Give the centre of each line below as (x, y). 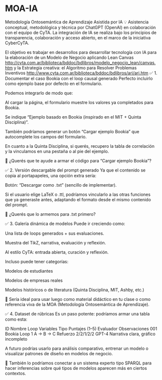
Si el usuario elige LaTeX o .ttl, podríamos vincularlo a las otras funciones (78, 194)
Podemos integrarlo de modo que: (39, 93)
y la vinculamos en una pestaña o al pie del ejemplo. (57, 151)
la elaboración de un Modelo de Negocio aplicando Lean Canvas (69, 57)
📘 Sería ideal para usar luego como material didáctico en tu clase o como (78, 299)
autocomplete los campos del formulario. (46, 137)
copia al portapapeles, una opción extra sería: (51, 175)
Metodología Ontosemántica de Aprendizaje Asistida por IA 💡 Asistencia (77, 22)
